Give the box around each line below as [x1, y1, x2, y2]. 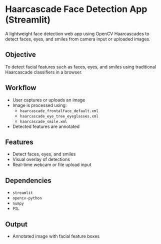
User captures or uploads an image [12, 96, 85, 103]
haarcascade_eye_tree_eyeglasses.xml [19, 113, 99, 118]
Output [5, 220, 27, 228]
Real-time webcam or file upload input [12, 161, 91, 168]
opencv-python [12, 196, 42, 201]
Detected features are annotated [12, 123, 80, 129]
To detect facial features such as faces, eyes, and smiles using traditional [5, 63, 156, 69]
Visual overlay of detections [12, 156, 70, 162]
